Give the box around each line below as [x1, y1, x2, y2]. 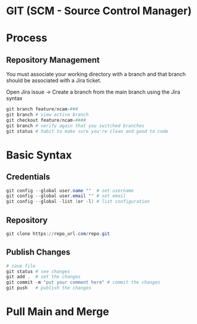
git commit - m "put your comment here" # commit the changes [6, 279, 161, 285]
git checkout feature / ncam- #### [6, 117, 86, 123]
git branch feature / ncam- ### [6, 106, 78, 112]
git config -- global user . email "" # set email [6, 193, 126, 199]
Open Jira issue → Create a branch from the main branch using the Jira [6, 88, 180, 96]
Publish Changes [6, 247, 71, 258]
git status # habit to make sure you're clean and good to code [6, 128, 169, 134]
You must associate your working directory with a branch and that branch [6, 71, 186, 78]
